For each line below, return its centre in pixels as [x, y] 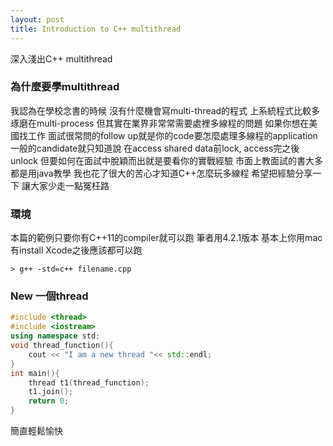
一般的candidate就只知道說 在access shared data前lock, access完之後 [155, 148]
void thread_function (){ [62, 346]
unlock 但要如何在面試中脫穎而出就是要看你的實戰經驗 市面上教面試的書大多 [166, 160]
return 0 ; [49, 401]
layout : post [37, 19]
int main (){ [35, 373]
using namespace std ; [55, 336]
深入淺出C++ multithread [61, 58]
